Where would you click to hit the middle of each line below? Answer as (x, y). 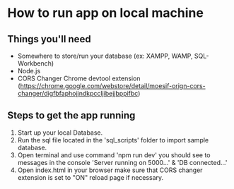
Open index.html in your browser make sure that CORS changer (110, 170)
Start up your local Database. (60, 133)
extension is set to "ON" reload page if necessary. (90, 177)
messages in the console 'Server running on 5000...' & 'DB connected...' (122, 162)
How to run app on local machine (105, 13)
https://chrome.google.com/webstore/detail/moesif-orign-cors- (113, 86)
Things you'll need (49, 39)
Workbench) (36, 63)
